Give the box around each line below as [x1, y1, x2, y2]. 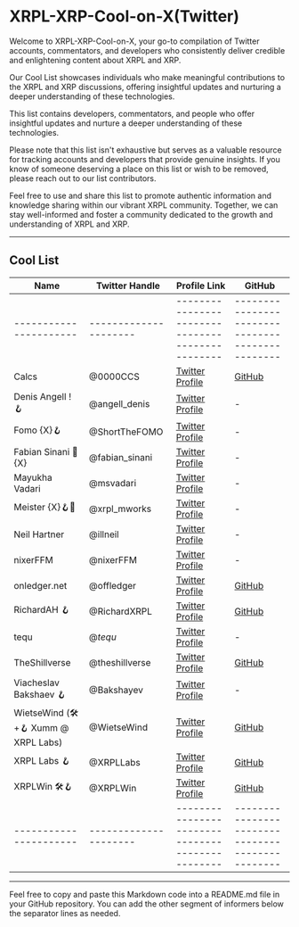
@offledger [88, 579, 136, 592]
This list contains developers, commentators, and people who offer [9, 108, 255, 119]
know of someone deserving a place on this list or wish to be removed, [9, 163, 269, 174]
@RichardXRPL [88, 605, 153, 617]
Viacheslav [13, 676, 60, 689]
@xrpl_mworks [88, 502, 152, 515]
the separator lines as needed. [9, 907, 121, 918]
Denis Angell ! [13, 390, 72, 402]
